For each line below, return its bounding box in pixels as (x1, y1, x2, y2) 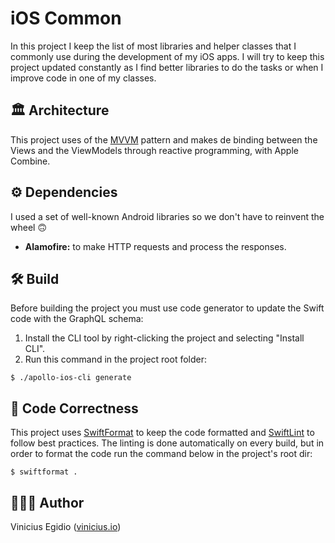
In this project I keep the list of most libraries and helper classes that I (10, 40, 297, 52)
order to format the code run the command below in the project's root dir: (10, 448, 313, 460)
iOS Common (10, 7, 122, 30)
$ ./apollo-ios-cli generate (10, 373, 132, 383)
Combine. (10, 155, 51, 167)
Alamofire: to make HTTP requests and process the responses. (24, 240, 287, 252)
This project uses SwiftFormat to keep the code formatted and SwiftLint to (10, 427, 315, 439)
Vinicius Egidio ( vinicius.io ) (10, 521, 122, 532)
